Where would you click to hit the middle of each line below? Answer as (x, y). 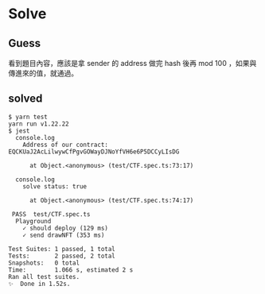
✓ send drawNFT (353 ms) (64, 235)
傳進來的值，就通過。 (43, 73)
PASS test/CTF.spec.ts (51, 214)
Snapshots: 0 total (44, 263)
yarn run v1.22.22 (39, 124)
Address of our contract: (66, 145)
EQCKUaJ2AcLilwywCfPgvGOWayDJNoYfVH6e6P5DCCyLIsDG (94, 152)
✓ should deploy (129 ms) (66, 228)
